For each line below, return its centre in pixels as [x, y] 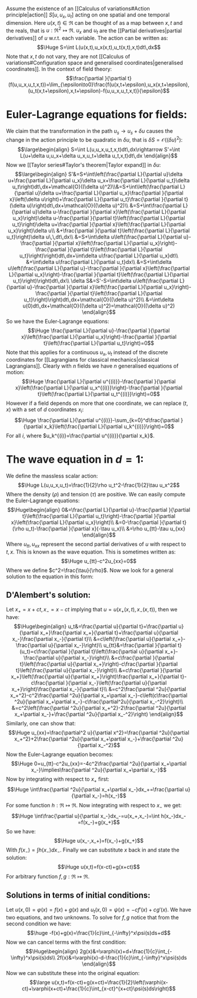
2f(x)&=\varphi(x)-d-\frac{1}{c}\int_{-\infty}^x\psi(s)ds [122, 957]
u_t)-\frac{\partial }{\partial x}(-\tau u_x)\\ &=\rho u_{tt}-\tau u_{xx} [106, 529]
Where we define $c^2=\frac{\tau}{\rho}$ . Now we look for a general [90, 570]
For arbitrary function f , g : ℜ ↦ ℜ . [48, 876]
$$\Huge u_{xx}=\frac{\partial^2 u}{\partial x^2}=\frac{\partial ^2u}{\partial [99, 732]
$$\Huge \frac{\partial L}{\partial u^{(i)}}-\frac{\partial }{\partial [99, 382]
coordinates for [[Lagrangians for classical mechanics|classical [83, 360]
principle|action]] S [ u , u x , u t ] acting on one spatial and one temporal [88, 15]
